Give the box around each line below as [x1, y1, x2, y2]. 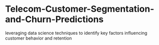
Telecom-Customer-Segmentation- [5, 3, 155, 15]
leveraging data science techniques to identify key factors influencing [5, 30, 148, 36]
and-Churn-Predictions [5, 14, 104, 25]
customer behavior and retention [5, 35, 72, 41]
